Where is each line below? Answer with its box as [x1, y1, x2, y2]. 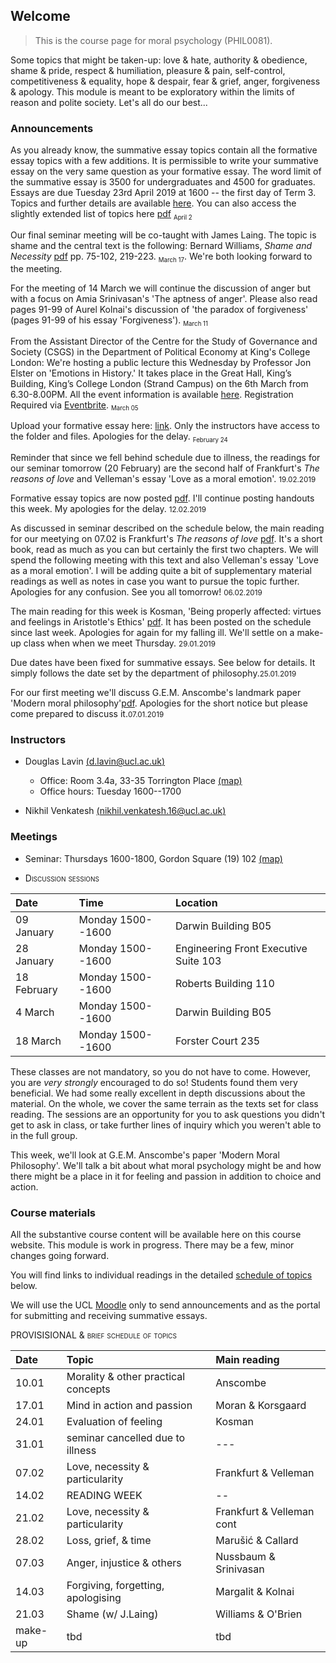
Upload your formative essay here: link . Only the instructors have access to [10, 420, 320, 432]
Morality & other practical [66, 1369, 186, 1383]
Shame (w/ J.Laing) [66, 1607, 159, 1621]
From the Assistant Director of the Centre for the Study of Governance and [10, 335, 318, 347]
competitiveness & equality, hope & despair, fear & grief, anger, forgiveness [10, 75, 321, 87]
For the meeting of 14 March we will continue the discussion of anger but [10, 282, 312, 294]
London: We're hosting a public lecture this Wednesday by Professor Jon [10, 356, 312, 368]
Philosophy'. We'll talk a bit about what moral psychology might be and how [10, 1159, 322, 1171]
